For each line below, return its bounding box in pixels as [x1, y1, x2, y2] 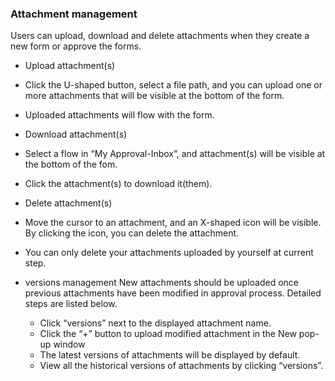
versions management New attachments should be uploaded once [24, 277, 299, 289]
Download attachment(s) [24, 128, 128, 141]
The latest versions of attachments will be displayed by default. [39, 349, 301, 361]
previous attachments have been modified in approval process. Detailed [24, 287, 322, 299]
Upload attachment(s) [24, 60, 116, 72]
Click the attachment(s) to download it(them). [24, 178, 213, 190]
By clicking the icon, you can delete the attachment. [24, 227, 240, 239]
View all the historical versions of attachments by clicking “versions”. [39, 360, 324, 372]
